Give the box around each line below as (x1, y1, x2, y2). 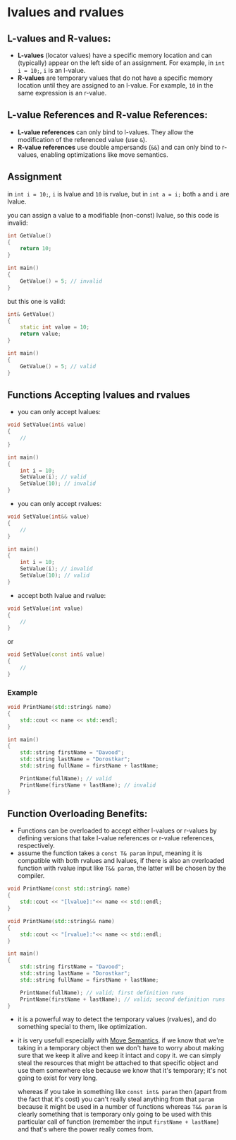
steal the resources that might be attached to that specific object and (17, 1059, 218, 1067)
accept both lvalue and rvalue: (17, 591, 106, 599)
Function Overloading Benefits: (7, 808, 148, 820)
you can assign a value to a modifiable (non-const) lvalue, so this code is (7, 211, 220, 219)
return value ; (20, 330, 61, 338)
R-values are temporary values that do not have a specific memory (17, 74, 213, 82)
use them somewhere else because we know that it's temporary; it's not (17, 1066, 228, 1075)
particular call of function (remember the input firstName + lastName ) (17, 1117, 220, 1126)
